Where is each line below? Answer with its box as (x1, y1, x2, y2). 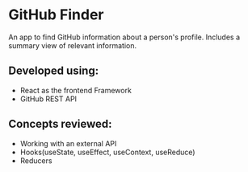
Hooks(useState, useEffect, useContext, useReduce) (19, 147, 195, 157)
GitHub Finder (8, 6, 104, 24)
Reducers (19, 155, 53, 166)
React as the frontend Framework (19, 85, 132, 95)
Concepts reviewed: (8, 117, 112, 131)
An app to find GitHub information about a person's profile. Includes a (8, 32, 241, 42)
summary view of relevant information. (8, 40, 137, 50)
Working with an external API (19, 138, 117, 148)
